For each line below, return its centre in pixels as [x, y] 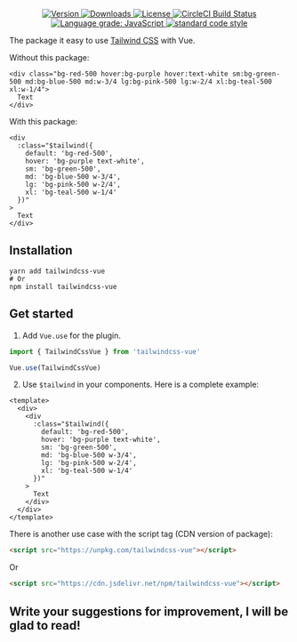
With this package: [44, 121]
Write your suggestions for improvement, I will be [149, 611]
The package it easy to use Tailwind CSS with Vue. [102, 40]
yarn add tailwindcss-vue [57, 271]
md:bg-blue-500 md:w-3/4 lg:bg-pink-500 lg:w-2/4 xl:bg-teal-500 [149, 82]
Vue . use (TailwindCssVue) [55, 368]
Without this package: [49, 57]
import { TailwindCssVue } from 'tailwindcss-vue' [105, 351]
